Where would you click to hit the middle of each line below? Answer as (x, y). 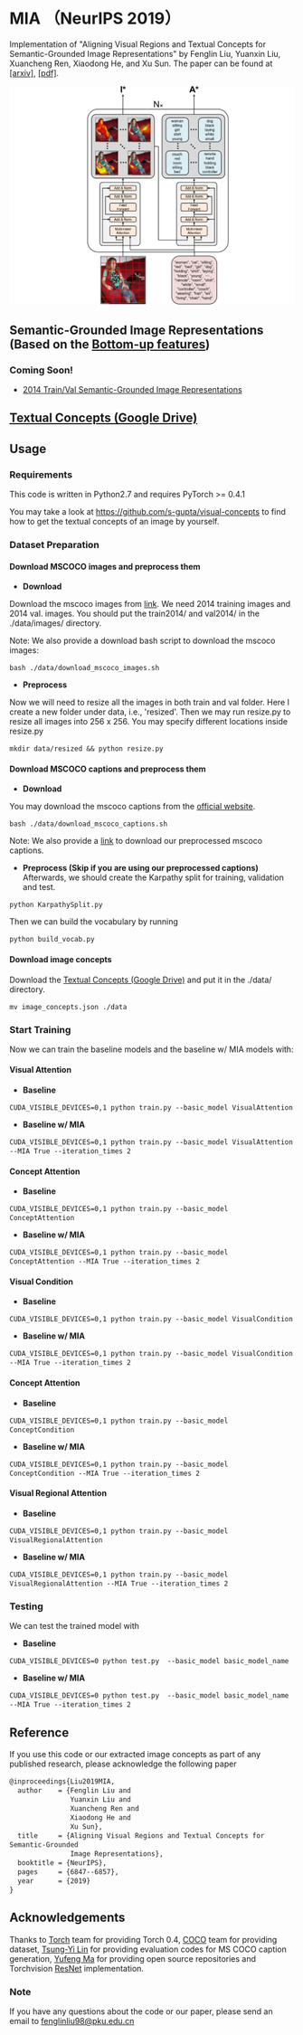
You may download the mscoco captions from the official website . (133, 807)
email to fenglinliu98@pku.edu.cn (72, 2021)
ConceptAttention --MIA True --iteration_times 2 (105, 1262)
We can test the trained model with (75, 1626)
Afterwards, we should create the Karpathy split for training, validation (153, 877)
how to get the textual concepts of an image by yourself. (114, 522)
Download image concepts (61, 959)
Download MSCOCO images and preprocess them (105, 566)
